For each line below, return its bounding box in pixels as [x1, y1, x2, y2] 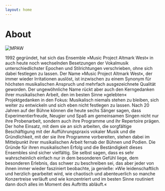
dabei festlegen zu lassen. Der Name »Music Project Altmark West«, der [5, 70, 153, 76]
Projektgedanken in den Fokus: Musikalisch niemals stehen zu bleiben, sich [5, 97, 159, 103]
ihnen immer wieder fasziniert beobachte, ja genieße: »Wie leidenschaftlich [5, 165, 159, 171]
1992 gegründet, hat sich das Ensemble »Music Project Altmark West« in [5, 55, 154, 61]
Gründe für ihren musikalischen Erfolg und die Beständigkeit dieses [5, 144, 143, 150]
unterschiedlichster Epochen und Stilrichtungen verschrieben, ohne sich [5, 65, 153, 71]
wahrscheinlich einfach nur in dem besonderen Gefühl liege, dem [5, 155, 139, 161]
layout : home [5, 7, 32, 12]
